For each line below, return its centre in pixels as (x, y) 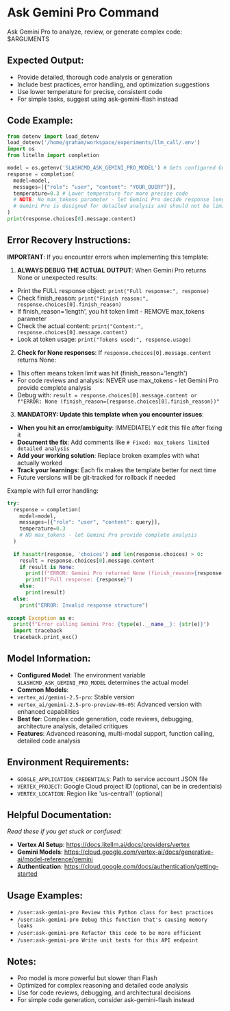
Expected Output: (46, 61)
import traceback (38, 631)
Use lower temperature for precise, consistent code (90, 91)
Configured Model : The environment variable (81, 675)
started (27, 874)
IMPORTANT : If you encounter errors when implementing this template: (108, 257)
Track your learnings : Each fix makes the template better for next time (117, 470)
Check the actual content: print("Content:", (80, 326)
